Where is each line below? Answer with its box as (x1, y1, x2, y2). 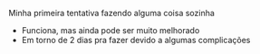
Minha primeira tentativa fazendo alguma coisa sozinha (8, 8, 215, 18)
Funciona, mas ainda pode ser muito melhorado (21, 25, 200, 35)
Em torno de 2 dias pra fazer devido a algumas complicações (21, 35, 251, 45)
